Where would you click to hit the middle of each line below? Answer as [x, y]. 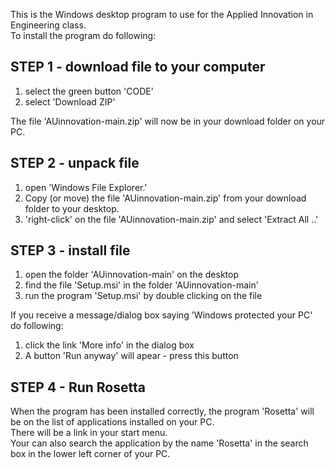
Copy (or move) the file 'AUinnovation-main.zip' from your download [165, 198]
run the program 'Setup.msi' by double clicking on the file [143, 296]
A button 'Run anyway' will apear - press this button [131, 356]
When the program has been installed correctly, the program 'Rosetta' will [162, 411]
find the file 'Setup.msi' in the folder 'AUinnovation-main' [141, 285]
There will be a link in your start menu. [89, 433]
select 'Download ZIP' [70, 101]
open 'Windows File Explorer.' [86, 187]
